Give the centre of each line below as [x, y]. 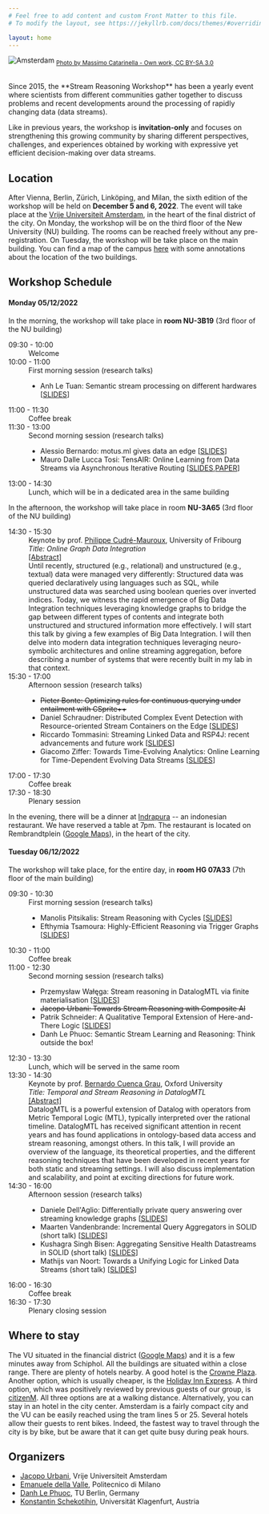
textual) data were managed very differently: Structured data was [136, 574]
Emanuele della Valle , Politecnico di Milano [90, 1484]
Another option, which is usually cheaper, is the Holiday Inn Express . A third [133, 1380]
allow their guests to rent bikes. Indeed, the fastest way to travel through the [134, 1423]
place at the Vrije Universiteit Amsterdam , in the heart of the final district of [132, 214]
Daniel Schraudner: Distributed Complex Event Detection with [141, 717]
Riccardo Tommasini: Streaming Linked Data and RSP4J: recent [145, 734]
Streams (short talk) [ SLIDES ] [88, 1269]
